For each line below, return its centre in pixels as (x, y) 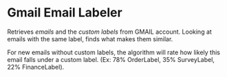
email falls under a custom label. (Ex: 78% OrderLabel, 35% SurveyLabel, (111, 59)
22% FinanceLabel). (36, 67)
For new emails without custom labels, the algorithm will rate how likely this (113, 52)
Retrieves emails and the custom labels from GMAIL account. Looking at (109, 32)
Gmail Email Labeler (65, 13)
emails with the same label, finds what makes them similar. (90, 38)
